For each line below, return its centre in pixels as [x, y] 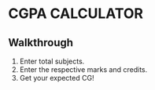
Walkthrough [41, 43]
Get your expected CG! [57, 78]
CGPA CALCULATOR [76, 14]
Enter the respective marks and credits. [83, 70]
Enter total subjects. [52, 61]
